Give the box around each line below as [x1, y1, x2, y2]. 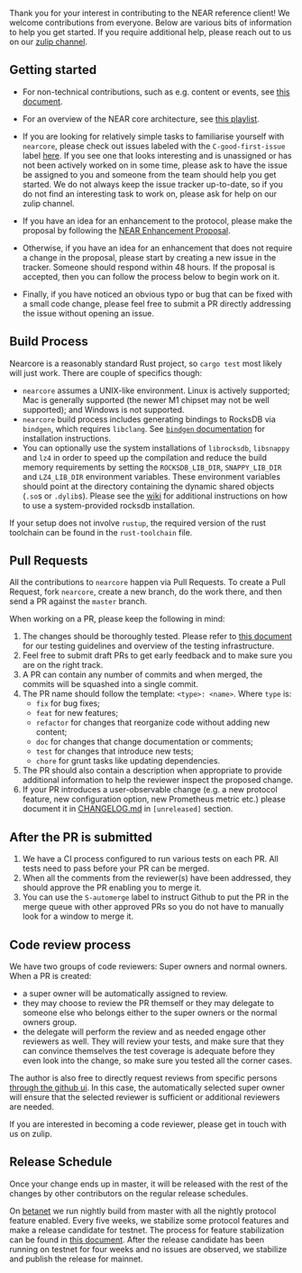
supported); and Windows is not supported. [22, 404, 185, 415]
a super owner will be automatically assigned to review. [22, 988, 228, 999]
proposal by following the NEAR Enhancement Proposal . [22, 224, 232, 235]
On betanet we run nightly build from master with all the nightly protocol [9, 1205, 277, 1216]
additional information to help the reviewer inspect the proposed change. [22, 774, 294, 785]
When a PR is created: [9, 971, 92, 982]
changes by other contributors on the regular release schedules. [9, 1187, 249, 1198]
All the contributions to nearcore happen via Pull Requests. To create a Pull [9, 577, 286, 588]
